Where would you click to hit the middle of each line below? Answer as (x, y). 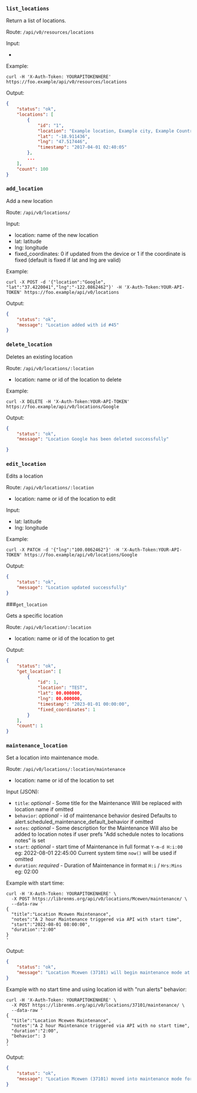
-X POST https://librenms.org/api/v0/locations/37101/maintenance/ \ (98, 1005)
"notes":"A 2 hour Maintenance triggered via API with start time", (97, 920)
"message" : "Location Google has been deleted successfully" (93, 439)
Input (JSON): (23, 792)
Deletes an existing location (40, 357)
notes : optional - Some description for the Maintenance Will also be (96, 828)
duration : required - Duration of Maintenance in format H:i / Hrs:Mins (98, 865)
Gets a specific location (35, 615)
